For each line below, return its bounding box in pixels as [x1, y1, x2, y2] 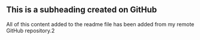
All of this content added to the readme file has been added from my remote [6, 20, 195, 27]
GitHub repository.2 [6, 27, 55, 34]
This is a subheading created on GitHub [6, 5, 157, 15]
